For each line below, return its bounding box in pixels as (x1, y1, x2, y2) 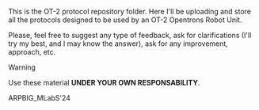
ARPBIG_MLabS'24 (8, 93, 71, 102)
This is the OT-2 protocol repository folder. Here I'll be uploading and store (8, 7, 252, 16)
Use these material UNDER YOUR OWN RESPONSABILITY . (8, 78, 200, 87)
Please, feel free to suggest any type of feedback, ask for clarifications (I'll (8, 31, 252, 40)
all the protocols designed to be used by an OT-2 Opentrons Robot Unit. (8, 15, 242, 25)
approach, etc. (8, 47, 56, 56)
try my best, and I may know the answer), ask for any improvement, (8, 39, 228, 48)
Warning (8, 63, 36, 72)
